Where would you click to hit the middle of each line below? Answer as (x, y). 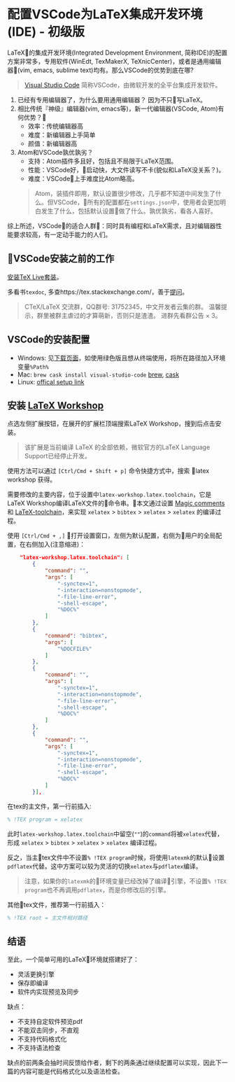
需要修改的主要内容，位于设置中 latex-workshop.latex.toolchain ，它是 (109, 495)
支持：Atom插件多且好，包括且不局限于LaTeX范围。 (102, 161)
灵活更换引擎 (36, 974)
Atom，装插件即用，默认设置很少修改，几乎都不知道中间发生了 (125, 193)
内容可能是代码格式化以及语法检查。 (71, 1072)
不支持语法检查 (39, 1048)
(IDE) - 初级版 (46, 32)
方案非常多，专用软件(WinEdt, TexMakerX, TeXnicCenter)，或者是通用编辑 (114, 61)
